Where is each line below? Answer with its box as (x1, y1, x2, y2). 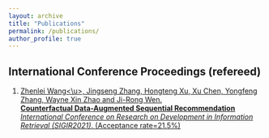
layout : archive (8, 11, 63, 20)
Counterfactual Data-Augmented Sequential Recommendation (19, 103, 236, 114)
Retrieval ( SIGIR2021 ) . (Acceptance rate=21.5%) (19, 121, 181, 131)
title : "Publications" (8, 19, 85, 28)
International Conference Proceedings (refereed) (8, 64, 262, 78)
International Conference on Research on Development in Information (19, 112, 254, 122)
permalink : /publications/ (8, 27, 100, 35)
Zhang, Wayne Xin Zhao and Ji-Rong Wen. (19, 95, 162, 105)
